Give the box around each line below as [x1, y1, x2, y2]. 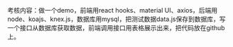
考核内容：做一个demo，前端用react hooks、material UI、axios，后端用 [7, 6, 218, 14]
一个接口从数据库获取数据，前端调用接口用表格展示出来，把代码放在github [7, 24, 225, 32]
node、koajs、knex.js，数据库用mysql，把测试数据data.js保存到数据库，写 [7, 15, 226, 23]
